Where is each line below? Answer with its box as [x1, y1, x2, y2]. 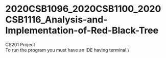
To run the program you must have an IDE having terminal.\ [5, 47, 129, 53]
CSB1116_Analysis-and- [5, 14, 108, 25]
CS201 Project [5, 41, 35, 47]
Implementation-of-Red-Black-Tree [5, 25, 159, 36]
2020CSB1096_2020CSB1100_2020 [5, 3, 161, 15]
